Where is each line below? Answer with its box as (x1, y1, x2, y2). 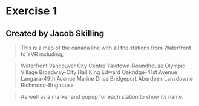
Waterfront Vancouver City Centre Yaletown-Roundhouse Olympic (20, 62, 186, 69)
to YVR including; (20, 51, 64, 58)
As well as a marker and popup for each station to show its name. (20, 93, 184, 100)
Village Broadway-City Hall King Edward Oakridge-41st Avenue (20, 69, 178, 76)
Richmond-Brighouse (20, 81, 74, 89)
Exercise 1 (5, 4, 57, 18)
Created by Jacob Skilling (5, 28, 105, 39)
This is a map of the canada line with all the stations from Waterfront (20, 44, 191, 51)
